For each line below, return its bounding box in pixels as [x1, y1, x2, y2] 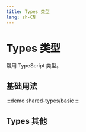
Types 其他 [6, 116, 47, 126]
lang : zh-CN [6, 14, 36, 20]
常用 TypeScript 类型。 [6, 62, 62, 69]
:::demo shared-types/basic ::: [6, 97, 80, 104]
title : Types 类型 [6, 8, 50, 15]
